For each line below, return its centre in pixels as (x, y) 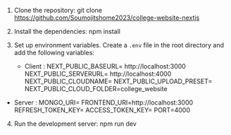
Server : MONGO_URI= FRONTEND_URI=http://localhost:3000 (104, 102)
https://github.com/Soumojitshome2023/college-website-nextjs (107, 18)
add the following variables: (54, 53)
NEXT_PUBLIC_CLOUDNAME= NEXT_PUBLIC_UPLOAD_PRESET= (118, 81)
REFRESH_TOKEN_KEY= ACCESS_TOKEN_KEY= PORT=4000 (102, 110)
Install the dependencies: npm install (67, 31)
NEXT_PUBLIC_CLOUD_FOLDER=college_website (96, 89)
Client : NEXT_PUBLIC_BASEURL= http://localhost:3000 (105, 66)
